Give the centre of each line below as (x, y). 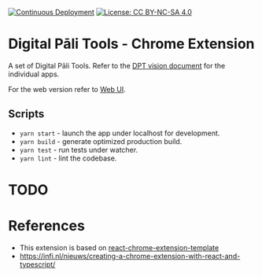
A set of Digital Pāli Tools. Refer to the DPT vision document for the (117, 65)
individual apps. (34, 74)
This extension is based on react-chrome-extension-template (119, 247)
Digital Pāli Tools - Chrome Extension (131, 44)
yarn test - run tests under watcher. (79, 150)
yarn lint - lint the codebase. (68, 158)
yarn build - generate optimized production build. (101, 141)
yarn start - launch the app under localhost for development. (120, 133)
